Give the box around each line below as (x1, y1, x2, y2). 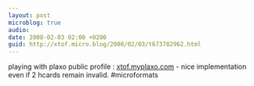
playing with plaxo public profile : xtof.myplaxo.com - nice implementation (8, 62, 247, 71)
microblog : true (8, 19, 61, 27)
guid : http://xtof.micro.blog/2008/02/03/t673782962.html (8, 41, 201, 48)
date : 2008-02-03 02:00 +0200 (8, 33, 107, 41)
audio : (8, 26, 30, 34)
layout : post (8, 11, 51, 20)
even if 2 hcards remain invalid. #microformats (8, 70, 158, 80)
